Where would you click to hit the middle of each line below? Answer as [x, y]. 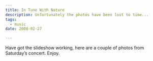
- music [18, 24]
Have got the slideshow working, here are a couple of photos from [75, 48]
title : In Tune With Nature [35, 10]
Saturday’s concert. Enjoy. [33, 53]
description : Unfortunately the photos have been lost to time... [77, 15]
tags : [11, 19]
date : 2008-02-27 [24, 29]
